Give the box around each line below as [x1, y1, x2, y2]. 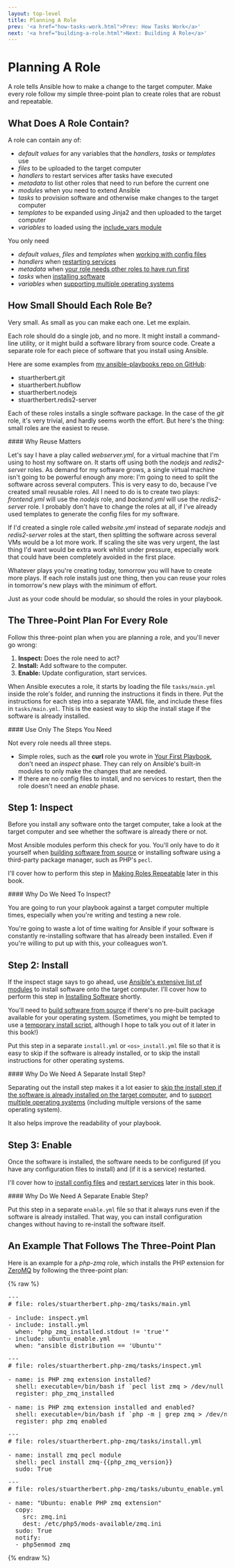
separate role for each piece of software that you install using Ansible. [8, 346, 209, 354]
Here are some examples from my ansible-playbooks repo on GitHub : [8, 359, 207, 368]
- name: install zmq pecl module [8, 1451, 122, 1459]
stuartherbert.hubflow [17, 380, 82, 389]
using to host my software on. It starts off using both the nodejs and [8, 458, 202, 466]
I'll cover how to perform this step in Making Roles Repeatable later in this [8, 869, 219, 878]
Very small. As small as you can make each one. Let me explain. [8, 318, 191, 327]
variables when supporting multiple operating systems [17, 279, 174, 288]
